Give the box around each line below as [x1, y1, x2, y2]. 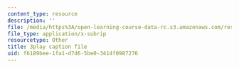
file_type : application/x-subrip [7, 30, 107, 38]
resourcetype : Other [7, 37, 69, 44]
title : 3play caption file [7, 43, 87, 50]
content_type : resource [7, 10, 78, 18]
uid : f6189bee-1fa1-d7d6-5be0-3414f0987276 [7, 50, 139, 57]
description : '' [7, 17, 55, 24]
